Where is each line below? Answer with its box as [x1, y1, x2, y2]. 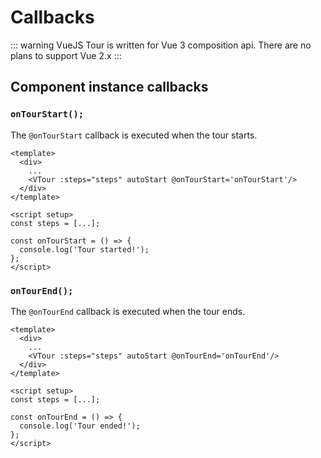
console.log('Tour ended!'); [19, 421, 141, 431]
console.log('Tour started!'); [19, 244, 150, 255]
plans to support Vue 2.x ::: [10, 49, 122, 61]
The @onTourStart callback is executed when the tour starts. [10, 129, 258, 141]
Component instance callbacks [10, 79, 209, 96]
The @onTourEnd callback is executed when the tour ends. [10, 305, 246, 317]
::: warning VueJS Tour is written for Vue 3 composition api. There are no [10, 39, 312, 51]
